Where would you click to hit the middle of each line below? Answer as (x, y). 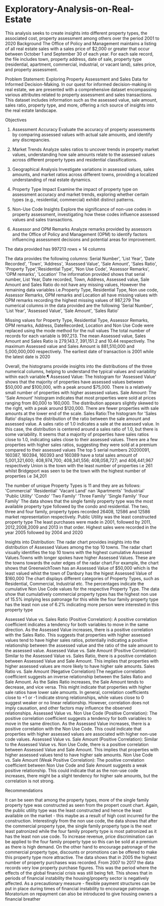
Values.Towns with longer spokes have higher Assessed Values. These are (80, 558)
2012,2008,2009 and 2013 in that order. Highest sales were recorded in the (81, 527)
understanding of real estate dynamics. (52, 180)
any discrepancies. (31, 140)
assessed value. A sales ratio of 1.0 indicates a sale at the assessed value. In (82, 424)
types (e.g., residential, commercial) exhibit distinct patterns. (73, 199)
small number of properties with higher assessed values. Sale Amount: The (81, 392)
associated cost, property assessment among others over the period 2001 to (82, 38)
